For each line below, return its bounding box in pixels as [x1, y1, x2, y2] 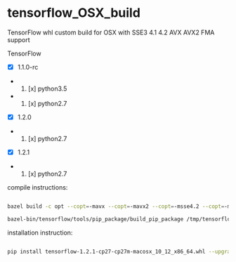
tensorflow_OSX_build [7, 5, 140, 21]
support [7, 35, 30, 44]
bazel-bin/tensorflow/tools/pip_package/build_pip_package [7, 216, 184, 223]
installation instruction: [7, 228, 73, 237]
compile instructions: [7, 183, 68, 192]
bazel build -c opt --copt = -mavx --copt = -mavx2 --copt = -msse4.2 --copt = [7, 203, 225, 210]
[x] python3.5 [27, 84, 67, 93]
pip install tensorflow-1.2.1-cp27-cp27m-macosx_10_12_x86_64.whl [7, 248, 206, 255]
